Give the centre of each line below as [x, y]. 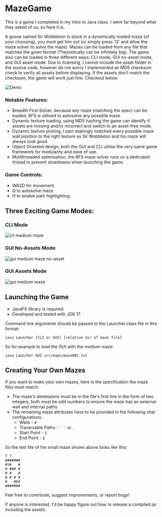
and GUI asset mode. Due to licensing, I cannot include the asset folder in [78, 62]
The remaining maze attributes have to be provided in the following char [84, 412]
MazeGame [28, 9]
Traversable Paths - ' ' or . [47, 428]
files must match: [22, 387]
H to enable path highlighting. [41, 196]
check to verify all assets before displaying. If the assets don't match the [77, 72]
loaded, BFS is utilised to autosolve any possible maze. [67, 116]
